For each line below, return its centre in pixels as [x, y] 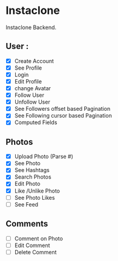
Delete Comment [35, 252]
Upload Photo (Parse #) [44, 157]
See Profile [28, 68]
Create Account [34, 61]
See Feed [26, 204]
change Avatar [33, 88]
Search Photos [33, 177]
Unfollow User [32, 102]
